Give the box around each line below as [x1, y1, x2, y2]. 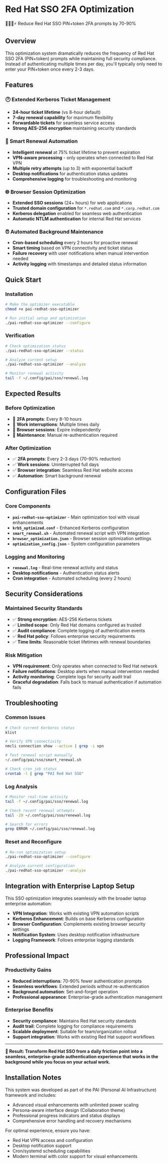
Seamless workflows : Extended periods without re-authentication [12, 983, 149, 989]
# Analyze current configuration [5, 864, 75, 869]
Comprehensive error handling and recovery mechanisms [12, 1117, 131, 1124]
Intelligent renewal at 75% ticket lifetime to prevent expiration [12, 149, 141, 155]
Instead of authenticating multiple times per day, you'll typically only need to [5, 61, 162, 67]
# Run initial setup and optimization [5, 315, 86, 320]
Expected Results [5, 390, 61, 398]
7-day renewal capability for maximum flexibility [12, 114, 113, 121]
